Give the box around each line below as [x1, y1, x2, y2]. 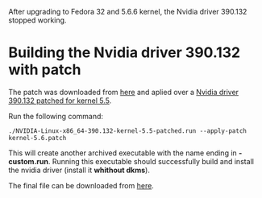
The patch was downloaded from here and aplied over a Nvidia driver [8, 87, 239, 97]
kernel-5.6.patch [8, 134, 67, 142]
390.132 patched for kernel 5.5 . [8, 96, 112, 105]
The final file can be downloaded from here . [8, 180, 155, 190]
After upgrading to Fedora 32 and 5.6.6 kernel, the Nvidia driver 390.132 [8, 7, 247, 16]
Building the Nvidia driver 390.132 [8, 43, 241, 62]
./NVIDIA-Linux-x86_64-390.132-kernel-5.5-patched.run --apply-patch [8, 126, 247, 135]
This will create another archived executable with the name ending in [8, 148, 238, 158]
